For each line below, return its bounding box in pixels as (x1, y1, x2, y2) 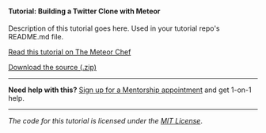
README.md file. (8, 32, 64, 42)
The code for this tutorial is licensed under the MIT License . (8, 116, 203, 126)
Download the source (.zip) (8, 63, 97, 72)
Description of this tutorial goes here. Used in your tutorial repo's (8, 24, 220, 33)
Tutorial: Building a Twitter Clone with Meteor (8, 6, 161, 16)
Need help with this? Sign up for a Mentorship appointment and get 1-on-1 (8, 85, 252, 94)
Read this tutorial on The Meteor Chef (8, 47, 131, 57)
